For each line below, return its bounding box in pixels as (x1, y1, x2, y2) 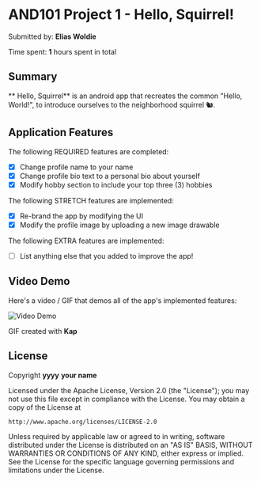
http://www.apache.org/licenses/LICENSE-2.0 (8, 418, 157, 426)
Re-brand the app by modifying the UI (19, 211, 144, 221)
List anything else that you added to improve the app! (19, 251, 194, 260)
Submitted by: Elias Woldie (8, 32, 96, 41)
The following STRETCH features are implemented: (8, 195, 174, 205)
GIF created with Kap (8, 326, 78, 335)
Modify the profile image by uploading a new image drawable (19, 220, 220, 229)
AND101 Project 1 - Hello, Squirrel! (8, 6, 235, 24)
